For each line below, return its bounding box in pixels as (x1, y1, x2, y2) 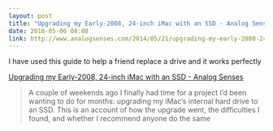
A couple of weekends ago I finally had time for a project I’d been (28, 88, 247, 98)
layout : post (8, 11, 53, 20)
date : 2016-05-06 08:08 (8, 27, 89, 35)
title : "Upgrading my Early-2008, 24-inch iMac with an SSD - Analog (8, 19, 249, 27)
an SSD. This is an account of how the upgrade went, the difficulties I (28, 105, 260, 115)
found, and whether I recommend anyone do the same (28, 114, 211, 124)
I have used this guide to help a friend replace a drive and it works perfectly (8, 57, 262, 66)
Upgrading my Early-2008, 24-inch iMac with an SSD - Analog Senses (8, 72, 244, 82)
